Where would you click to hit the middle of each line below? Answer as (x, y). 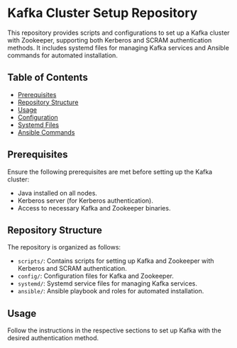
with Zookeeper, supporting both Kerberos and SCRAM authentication (110, 40)
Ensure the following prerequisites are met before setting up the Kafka (110, 172)
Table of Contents (48, 78)
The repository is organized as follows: (64, 247)
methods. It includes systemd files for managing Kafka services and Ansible (118, 47)
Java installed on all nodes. (57, 193)
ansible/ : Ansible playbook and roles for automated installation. (111, 291)
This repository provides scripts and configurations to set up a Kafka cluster (118, 33)
